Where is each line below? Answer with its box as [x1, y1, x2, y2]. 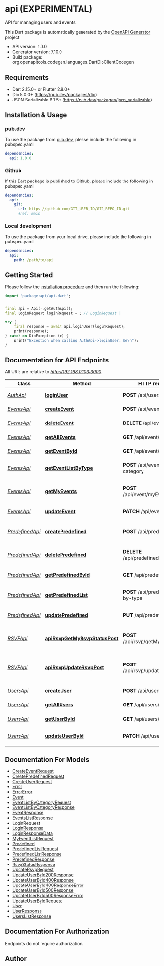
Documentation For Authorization [5, 927, 109, 936]
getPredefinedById [45, 572, 90, 579]
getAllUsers [45, 702, 74, 708]
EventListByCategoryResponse [12, 805, 75, 810]
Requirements [5, 73, 49, 81]
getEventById [45, 448, 78, 455]
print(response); [14, 328, 49, 334]
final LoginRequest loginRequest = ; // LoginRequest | [5, 311, 121, 316]
